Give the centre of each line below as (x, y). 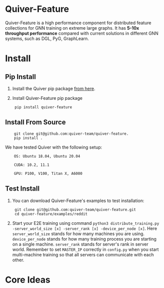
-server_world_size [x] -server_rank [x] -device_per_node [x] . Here (85, 228)
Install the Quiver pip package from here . (54, 88)
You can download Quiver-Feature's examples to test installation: (78, 201)
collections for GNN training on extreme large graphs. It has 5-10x (72, 28)
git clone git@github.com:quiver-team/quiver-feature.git (75, 209)
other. (18, 260)
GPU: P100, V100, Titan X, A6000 (48, 173)
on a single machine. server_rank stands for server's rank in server (80, 244)
